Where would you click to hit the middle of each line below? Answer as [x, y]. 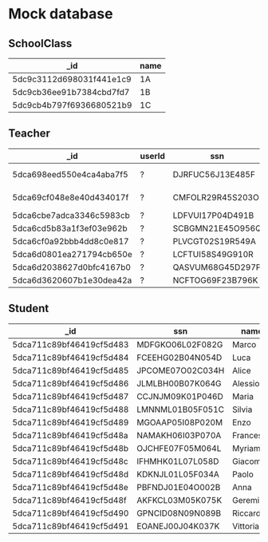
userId [153, 156]
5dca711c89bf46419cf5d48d [71, 474]
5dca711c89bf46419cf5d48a [71, 435]
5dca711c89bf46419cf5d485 [71, 370]
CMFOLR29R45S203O [216, 197]
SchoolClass [40, 44]
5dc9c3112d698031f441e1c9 [72, 79]
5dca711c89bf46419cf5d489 [71, 422]
